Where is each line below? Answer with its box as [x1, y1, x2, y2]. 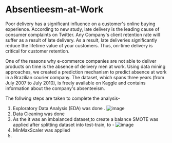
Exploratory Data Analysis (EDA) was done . [12, 105, 105, 111]
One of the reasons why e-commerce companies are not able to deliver [5, 58, 157, 64]
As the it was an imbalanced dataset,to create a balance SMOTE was [12, 116, 159, 122]
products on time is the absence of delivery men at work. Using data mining [5, 63, 166, 69]
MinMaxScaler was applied [12, 127, 70, 133]
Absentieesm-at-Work [5, 4, 104, 15]
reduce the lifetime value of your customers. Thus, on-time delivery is [5, 42, 153, 48]
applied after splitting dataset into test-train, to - [12, 121, 114, 128]
